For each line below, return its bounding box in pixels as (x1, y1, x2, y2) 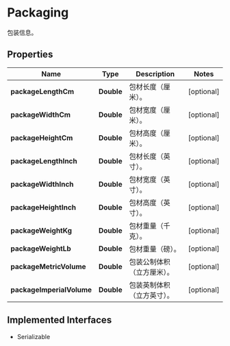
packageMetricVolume (10, 262, 87, 271)
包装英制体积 (129, 280, 170, 290)
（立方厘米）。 (129, 267, 174, 277)
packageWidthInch (10, 179, 74, 189)
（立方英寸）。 (129, 290, 174, 300)
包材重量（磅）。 (129, 244, 181, 253)
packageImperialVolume (10, 285, 92, 295)
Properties (7, 49, 53, 60)
